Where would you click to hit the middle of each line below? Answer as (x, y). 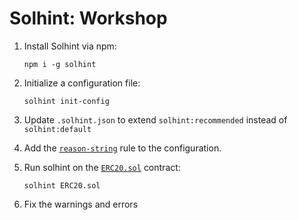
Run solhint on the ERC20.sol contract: (102, 167)
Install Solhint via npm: (70, 46)
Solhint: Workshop (88, 18)
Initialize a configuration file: (82, 83)
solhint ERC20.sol (62, 185)
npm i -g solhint (60, 64)
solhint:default (57, 129)
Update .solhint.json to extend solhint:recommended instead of (155, 119)
